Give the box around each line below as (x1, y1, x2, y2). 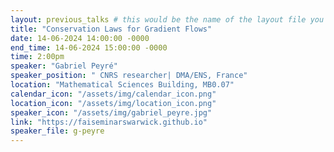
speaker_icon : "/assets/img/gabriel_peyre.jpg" (10, 107, 213, 118)
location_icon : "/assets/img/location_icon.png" (10, 98, 217, 108)
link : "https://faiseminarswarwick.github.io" (10, 117, 208, 127)
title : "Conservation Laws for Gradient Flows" (10, 24, 213, 34)
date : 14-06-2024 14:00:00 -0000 (10, 33, 150, 43)
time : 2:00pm (10, 52, 65, 62)
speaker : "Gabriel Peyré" (10, 61, 118, 71)
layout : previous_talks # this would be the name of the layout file (10, 14, 307, 25)
